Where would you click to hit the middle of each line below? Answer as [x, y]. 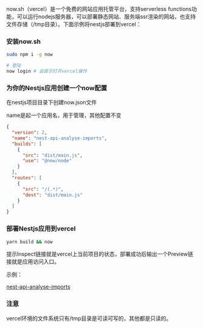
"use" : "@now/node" [47, 161]
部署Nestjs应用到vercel [41, 229]
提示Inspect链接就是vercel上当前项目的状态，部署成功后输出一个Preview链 [100, 254]
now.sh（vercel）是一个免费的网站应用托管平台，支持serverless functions [99, 9]
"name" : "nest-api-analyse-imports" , [60, 138]
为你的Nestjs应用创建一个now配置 [57, 88]
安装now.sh [24, 41]
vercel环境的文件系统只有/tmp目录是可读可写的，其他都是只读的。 [89, 318]
